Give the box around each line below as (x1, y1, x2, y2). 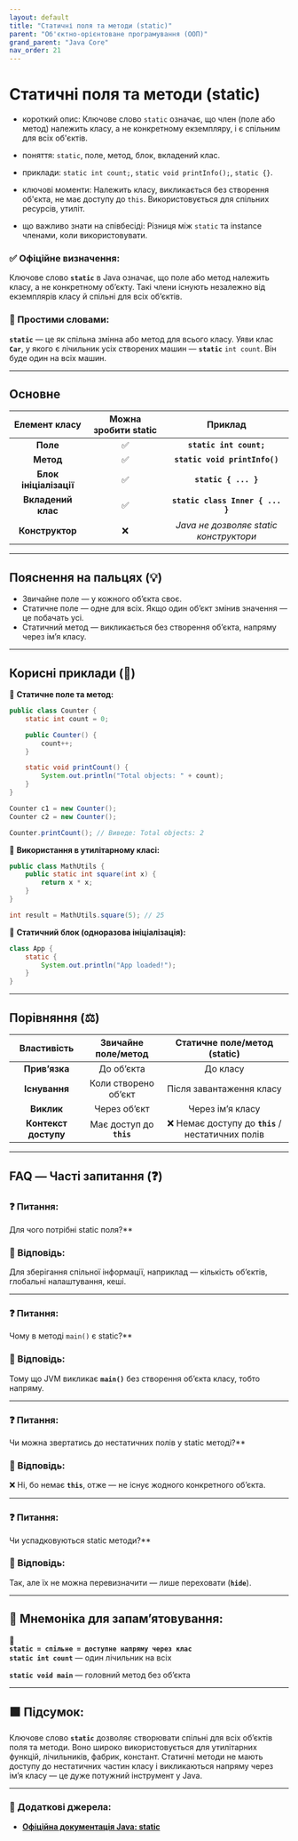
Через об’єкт (94, 1103, 150, 1115)
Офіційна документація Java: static (21, 1821, 161, 1832)
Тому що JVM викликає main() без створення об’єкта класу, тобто (9, 1373, 260, 1384)
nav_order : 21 (9, 46, 62, 55)
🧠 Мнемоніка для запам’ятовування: (9, 1612, 223, 1627)
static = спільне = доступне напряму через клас (9, 1644, 192, 1653)
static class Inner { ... (171, 495, 282, 506)
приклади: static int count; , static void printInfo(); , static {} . (21, 167, 273, 178)
